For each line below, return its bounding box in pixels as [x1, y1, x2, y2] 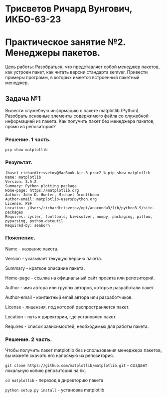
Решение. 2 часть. [5, 336, 52, 343]
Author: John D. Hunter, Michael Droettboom [5, 192, 99, 197]
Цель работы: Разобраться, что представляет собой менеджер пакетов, [5, 64, 160, 70]
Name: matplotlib [5, 175, 41, 180]
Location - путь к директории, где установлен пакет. [5, 313, 117, 319]
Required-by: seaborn [5, 223, 50, 228]
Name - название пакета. [5, 246, 59, 252]
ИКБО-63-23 [5, 14, 61, 25]
